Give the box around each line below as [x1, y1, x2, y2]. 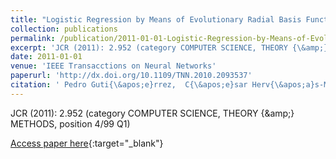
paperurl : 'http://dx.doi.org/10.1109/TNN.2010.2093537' [10, 71, 253, 81]
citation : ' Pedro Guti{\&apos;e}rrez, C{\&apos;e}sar [10, 80, 248, 90]
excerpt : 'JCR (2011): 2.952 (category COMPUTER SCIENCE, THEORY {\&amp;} [10, 42, 329, 53]
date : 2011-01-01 [10, 52, 83, 62]
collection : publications [10, 24, 118, 34]
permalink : [10, 33, 56, 43]
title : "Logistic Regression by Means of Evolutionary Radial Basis [10, 14, 302, 25]
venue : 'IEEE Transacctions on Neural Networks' [10, 61, 217, 71]
